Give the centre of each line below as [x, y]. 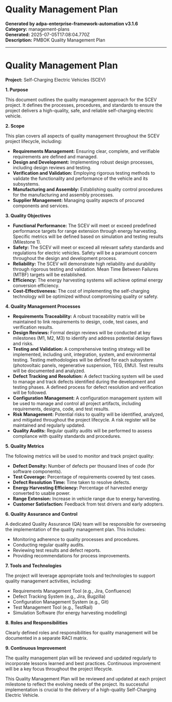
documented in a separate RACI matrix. [47, 638]
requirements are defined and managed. [55, 156]
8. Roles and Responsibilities [37, 623]
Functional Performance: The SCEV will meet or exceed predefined [84, 225]
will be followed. [30, 392]
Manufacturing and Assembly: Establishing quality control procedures [88, 189]
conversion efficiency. [36, 285]
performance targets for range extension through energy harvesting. [85, 231]
